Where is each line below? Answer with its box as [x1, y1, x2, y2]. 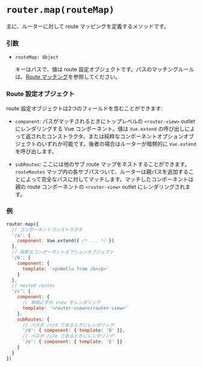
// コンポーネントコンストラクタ [11, 227, 83, 233]
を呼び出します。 [14, 148, 57, 155]
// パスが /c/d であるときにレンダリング [22, 322, 115, 328]
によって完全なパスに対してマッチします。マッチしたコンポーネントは [20, 175, 194, 183]
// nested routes [11, 283, 55, 289]
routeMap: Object [14, 54, 59, 61]
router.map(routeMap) [6, 4, 115, 16]
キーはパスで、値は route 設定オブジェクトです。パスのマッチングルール [14, 66, 195, 73]
